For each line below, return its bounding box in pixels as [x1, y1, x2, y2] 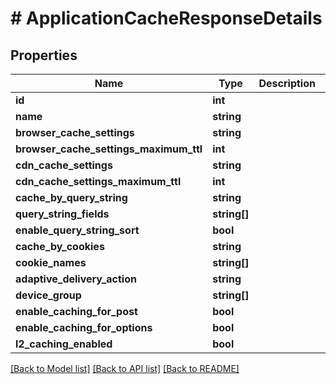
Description [258, 77, 316, 90]
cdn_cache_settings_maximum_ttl [15, 175, 182, 188]
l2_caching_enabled [15, 337, 113, 351]
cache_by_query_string [15, 191, 128, 204]
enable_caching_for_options [15, 321, 153, 334]
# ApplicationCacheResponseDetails [10, 7, 323, 30]
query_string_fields [15, 207, 110, 221]
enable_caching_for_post [15, 305, 138, 318]
